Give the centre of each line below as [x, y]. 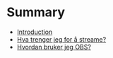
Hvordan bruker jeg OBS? [54, 47]
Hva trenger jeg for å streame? [61, 39]
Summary [36, 12]
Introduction [35, 32]
